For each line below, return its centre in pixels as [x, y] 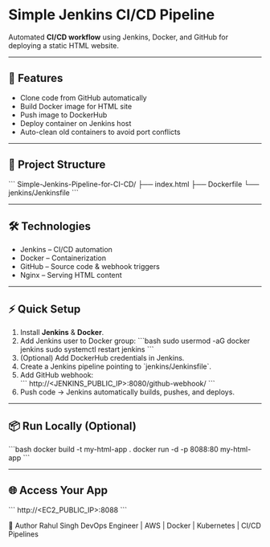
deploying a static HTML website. [63, 45]
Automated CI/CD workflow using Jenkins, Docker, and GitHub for [119, 37]
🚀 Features [36, 78]
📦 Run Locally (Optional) [72, 426]
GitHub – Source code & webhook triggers [90, 267]
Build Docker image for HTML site [76, 106]
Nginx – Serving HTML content [71, 276]
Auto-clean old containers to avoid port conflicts [100, 132]
